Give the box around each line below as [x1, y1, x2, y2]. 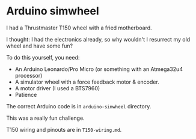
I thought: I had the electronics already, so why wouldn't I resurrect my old [6, 36, 191, 43]
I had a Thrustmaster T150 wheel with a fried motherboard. [6, 24, 152, 31]
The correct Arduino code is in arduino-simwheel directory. [6, 102, 152, 110]
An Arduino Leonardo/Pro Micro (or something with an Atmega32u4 [14, 65, 183, 73]
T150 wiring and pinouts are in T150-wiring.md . [6, 126, 122, 133]
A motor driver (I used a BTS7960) [14, 84, 100, 91]
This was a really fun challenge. [6, 114, 85, 122]
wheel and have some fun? [6, 42, 73, 49]
